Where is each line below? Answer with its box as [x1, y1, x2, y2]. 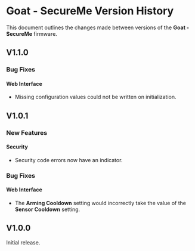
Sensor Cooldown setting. [14, 206, 81, 213]
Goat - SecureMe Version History [6, 4, 174, 18]
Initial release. [6, 238, 41, 246]
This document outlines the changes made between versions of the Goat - [6, 24, 190, 31]
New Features [6, 128, 48, 137]
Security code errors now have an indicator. [14, 156, 123, 163]
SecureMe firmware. [6, 30, 58, 37]
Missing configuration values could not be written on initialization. [14, 94, 177, 101]
